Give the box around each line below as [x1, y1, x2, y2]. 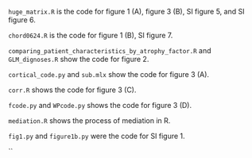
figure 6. [8, 15, 36, 25]
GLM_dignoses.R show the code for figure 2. [8, 55, 149, 64]
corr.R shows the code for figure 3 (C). [8, 85, 137, 94]
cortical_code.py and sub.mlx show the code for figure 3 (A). [8, 70, 209, 79]
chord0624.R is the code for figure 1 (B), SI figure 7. [8, 31, 173, 40]
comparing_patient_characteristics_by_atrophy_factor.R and [8, 46, 212, 55]
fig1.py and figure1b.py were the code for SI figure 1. [8, 131, 185, 141]
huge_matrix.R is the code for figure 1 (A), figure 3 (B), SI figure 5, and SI [8, 7, 245, 16]
